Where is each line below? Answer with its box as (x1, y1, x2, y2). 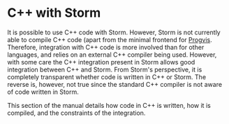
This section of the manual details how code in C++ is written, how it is (7, 101, 211, 109)
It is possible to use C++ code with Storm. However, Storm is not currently (7, 28, 221, 36)
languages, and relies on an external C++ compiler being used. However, (7, 50, 217, 59)
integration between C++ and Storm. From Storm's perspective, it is (7, 65, 202, 74)
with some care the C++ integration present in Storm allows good (7, 57, 195, 66)
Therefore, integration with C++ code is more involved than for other (7, 43, 205, 51)
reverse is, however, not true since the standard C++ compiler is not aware (7, 80, 222, 88)
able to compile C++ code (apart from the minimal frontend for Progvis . (7, 35, 212, 43)
